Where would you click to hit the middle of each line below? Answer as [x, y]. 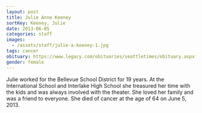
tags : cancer [23, 51]
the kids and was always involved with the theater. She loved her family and [100, 92]
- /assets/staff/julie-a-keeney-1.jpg [60, 46]
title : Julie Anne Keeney [38, 17]
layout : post [23, 12]
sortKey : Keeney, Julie [36, 23]
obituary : [19, 56]
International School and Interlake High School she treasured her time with [98, 85]
